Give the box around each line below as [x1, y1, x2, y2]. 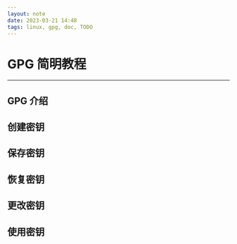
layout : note [7, 10, 46, 18]
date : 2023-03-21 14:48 [7, 17, 78, 24]
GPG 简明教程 [7, 56, 87, 72]
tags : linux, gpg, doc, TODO [7, 23, 93, 30]
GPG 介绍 [7, 94, 49, 106]
